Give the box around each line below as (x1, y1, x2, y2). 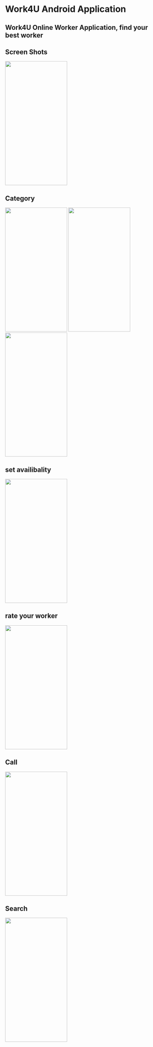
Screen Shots (5, 48, 48, 56)
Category (5, 194, 35, 202)
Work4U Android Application (5, 3, 126, 15)
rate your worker (5, 612, 58, 620)
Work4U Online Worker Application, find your (5, 23, 148, 32)
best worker (5, 31, 44, 39)
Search (5, 905, 28, 913)
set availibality (5, 465, 51, 474)
